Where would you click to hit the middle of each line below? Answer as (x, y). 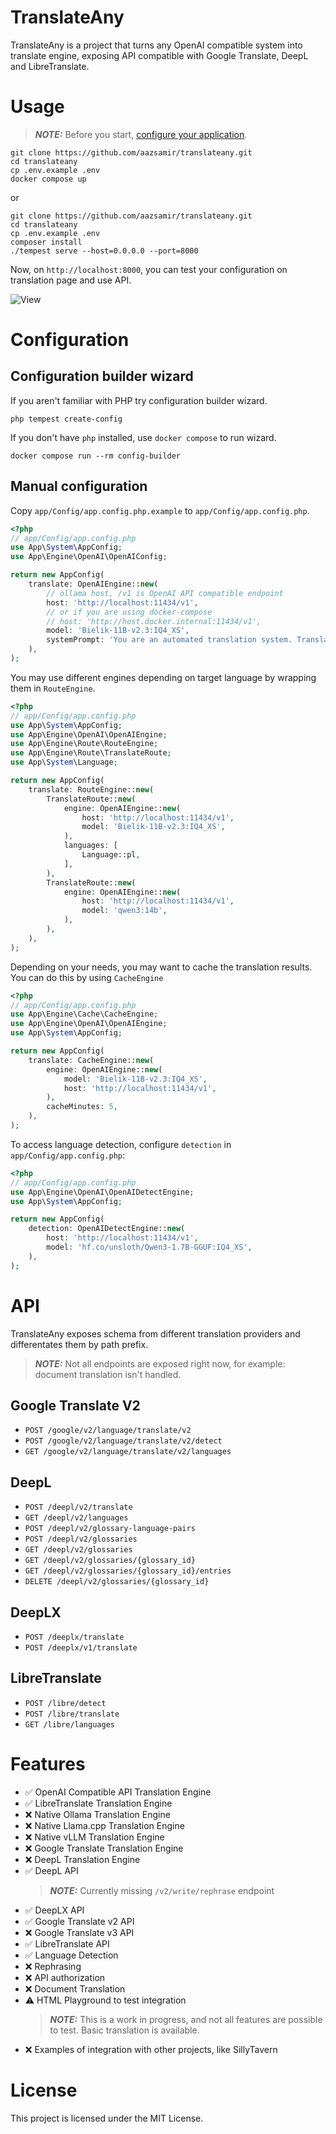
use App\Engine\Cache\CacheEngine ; (84, 1014)
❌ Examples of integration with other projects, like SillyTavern (151, 2049)
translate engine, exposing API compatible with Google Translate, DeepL (159, 55)
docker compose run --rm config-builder (96, 456)
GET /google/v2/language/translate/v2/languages (128, 1452)
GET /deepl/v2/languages (76, 1518)
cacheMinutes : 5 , (82, 1107)
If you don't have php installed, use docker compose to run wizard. (143, 437)
